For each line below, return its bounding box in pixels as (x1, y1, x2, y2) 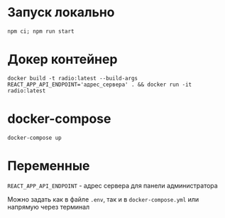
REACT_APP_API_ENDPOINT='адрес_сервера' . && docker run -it (7, 81, 192, 88)
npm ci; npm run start (7, 28, 75, 35)
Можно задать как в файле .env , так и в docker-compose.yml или (7, 195, 199, 203)
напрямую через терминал (7, 202, 90, 211)
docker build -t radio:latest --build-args (7, 75, 138, 82)
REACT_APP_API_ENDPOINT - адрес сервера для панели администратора (7, 181, 218, 190)
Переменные (7, 158, 90, 174)
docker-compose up (7, 134, 62, 141)
